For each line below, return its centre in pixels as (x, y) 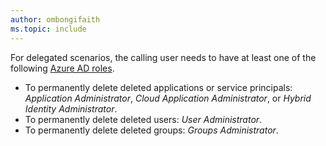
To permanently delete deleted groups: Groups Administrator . (151, 130)
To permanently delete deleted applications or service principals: (158, 87)
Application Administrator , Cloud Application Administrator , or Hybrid (168, 98)
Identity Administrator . (71, 108)
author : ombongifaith (55, 19)
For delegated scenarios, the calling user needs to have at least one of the (163, 57)
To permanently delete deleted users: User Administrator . (143, 119)
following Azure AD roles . (62, 68)
